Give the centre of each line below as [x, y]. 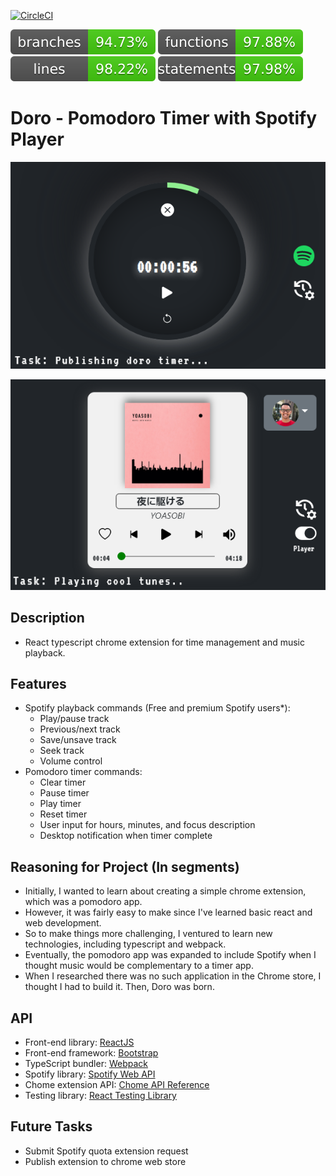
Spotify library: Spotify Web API [90, 1074]
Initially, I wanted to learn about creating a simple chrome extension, [165, 891]
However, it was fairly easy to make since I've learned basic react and [168, 912]
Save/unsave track [78, 740]
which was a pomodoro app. [83, 902]
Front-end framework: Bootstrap [91, 1052]
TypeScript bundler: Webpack [86, 1063]
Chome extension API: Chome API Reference [117, 1084]
